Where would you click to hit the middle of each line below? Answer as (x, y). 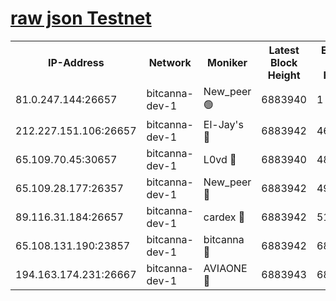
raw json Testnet (81, 18)
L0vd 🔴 (220, 159)
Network (170, 62)
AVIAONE (225, 268)
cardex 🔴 (224, 217)
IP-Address (76, 62)
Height (284, 75)
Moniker (227, 62)
